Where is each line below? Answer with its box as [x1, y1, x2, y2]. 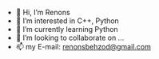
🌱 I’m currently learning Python [15, 25, 118, 33]
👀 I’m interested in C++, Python [15, 16, 120, 26]
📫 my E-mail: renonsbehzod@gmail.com [15, 42, 152, 51]
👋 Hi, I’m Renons [15, 8, 70, 17]
